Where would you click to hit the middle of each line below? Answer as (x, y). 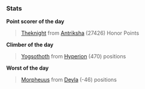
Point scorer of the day (35, 22)
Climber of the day (30, 45)
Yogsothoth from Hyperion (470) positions (73, 57)
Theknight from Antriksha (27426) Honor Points (80, 33)
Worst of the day (28, 68)
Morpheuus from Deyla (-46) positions (69, 80)
